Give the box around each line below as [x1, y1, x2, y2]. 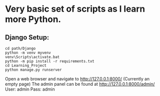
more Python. [5, 14, 61, 25]
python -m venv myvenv [5, 50, 51, 55]
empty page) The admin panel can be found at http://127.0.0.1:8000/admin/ [5, 81, 155, 87]
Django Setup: [5, 33, 50, 41]
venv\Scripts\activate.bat [5, 55, 60, 59]
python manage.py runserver [5, 67, 62, 72]
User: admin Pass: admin [5, 86, 55, 92]
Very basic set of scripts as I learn [5, 3, 145, 15]
